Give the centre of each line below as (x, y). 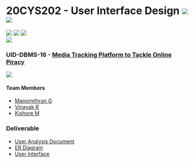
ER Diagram (29, 147)
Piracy (16, 62)
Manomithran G (33, 101)
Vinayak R (27, 107)
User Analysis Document (45, 141)
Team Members (25, 88)
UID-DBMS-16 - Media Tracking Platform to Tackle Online (89, 55)
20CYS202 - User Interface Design (93, 11)
